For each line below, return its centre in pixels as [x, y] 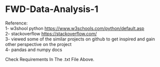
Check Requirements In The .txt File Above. [50, 59]
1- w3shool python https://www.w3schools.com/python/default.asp [75, 28]
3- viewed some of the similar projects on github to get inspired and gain [80, 39]
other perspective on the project [38, 44]
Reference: [16, 23]
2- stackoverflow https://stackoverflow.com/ [51, 33]
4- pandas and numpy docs [34, 49]
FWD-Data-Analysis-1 [52, 9]
